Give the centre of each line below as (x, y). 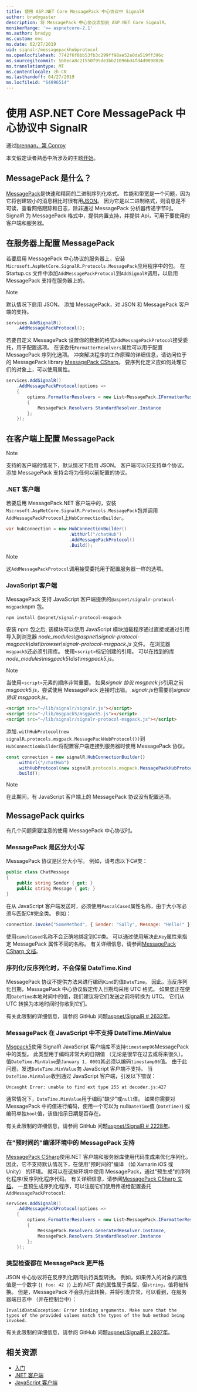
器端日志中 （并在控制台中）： (42, 1299)
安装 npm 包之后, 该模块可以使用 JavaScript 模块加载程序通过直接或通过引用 (98, 630)
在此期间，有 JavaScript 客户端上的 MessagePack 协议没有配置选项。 (90, 797)
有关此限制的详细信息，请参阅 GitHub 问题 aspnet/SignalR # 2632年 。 (90, 1016)
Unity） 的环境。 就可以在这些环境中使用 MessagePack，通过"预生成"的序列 (98, 1171)
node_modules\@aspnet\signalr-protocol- (89, 637)
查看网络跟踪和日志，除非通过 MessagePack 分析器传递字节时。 (99, 208)
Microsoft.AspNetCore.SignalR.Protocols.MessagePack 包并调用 (82, 510)
